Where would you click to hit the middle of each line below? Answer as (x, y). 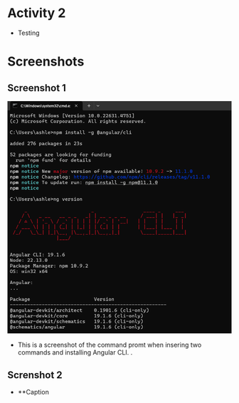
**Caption (33, 392)
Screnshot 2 (35, 375)
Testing (29, 33)
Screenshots (46, 62)
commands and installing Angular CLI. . (75, 352)
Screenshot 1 (37, 88)
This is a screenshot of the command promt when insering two (110, 345)
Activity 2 (37, 13)
